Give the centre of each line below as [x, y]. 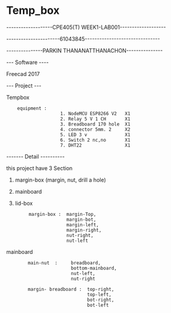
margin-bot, [81, 220]
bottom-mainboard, [94, 268]
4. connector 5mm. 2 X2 [95, 129]
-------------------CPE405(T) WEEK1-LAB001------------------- [86, 27]
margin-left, [82, 225]
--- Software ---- [28, 62]
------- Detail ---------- [36, 156]
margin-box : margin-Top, [62, 214]
